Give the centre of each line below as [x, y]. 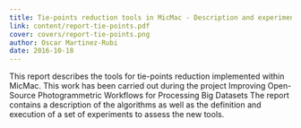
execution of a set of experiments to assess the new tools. [117, 115]
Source [22, 96]
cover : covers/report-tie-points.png [80, 34]
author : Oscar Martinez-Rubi [64, 43]
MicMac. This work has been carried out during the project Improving [138, 86]
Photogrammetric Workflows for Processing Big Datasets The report [163, 96]
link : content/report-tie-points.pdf [80, 26]
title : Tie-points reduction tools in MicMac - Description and [132, 17]
